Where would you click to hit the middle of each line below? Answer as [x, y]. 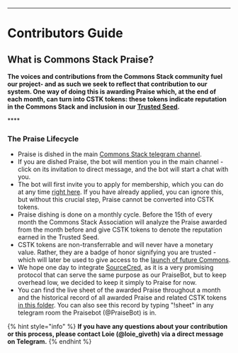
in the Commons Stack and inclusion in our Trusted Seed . [93, 107]
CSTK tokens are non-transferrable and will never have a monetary [115, 245]
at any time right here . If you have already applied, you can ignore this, [121, 192]
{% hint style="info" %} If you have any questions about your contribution [118, 327]
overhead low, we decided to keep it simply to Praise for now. [107, 283]
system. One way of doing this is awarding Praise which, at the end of [112, 92]
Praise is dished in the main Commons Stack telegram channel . [109, 154]
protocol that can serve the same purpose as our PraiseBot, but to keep [122, 275]
